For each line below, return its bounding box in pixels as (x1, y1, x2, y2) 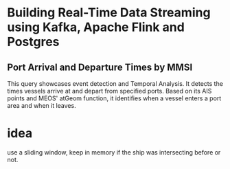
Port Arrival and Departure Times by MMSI (7, 61, 193, 73)
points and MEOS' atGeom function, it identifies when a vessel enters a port (7, 94, 222, 102)
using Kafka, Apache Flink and (7, 19, 185, 35)
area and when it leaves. (7, 102, 77, 109)
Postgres (7, 34, 60, 49)
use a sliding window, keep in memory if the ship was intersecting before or (7, 148, 221, 156)
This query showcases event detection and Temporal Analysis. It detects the (7, 80, 223, 87)
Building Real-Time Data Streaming (7, 5, 211, 21)
